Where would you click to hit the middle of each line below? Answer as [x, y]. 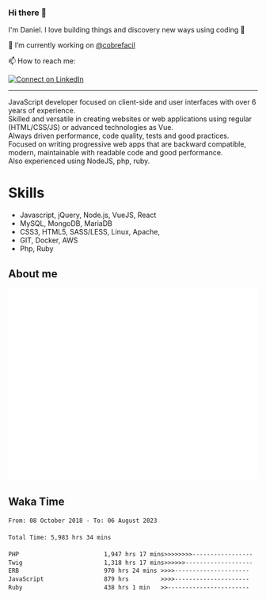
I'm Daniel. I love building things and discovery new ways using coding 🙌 [127, 30]
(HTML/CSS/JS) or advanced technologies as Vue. [91, 128]
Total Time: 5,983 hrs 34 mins [60, 537]
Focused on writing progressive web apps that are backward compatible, [127, 144]
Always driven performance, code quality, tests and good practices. [119, 136]
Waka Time [36, 501]
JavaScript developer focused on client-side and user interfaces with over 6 [132, 102]
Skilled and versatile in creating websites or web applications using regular [130, 119]
